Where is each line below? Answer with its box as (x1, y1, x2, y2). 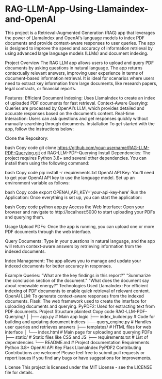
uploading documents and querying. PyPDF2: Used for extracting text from (5, 303, 155, 309)
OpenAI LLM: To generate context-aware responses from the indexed (5, 293, 144, 299)
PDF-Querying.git (5, 149, 40, 156)
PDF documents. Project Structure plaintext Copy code (5, 308, 115, 314)
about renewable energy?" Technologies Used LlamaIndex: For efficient (5, 282, 148, 288)
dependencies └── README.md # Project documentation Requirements (5, 339, 149, 345)
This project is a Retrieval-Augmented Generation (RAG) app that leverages (5, 30, 155, 35)
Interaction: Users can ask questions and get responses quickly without (5, 115, 148, 121)
